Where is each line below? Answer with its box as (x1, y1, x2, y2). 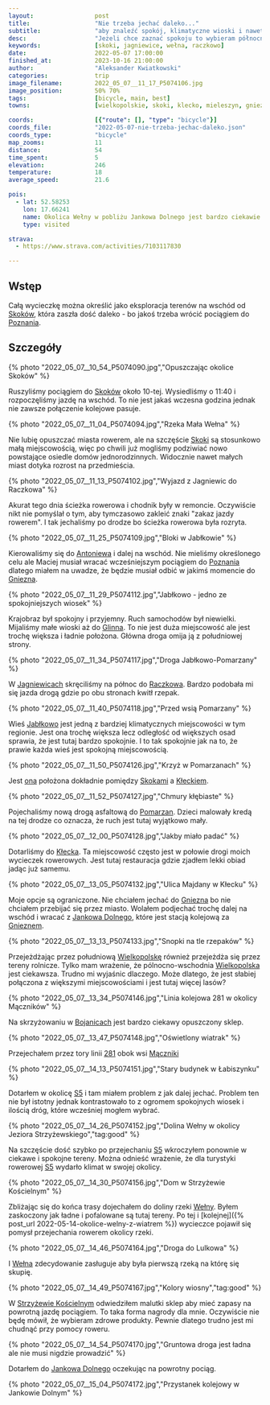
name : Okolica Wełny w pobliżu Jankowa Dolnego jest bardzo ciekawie (22, 212, 261, 221)
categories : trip (8, 72, 110, 80)
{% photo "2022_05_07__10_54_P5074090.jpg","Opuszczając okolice (8, 362, 235, 372)
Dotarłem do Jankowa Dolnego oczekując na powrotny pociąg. (8, 1363, 217, 1373)
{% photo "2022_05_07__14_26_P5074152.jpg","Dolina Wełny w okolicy (8, 1120, 240, 1131)
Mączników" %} (8, 1001, 62, 1011)
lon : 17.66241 (22, 205, 70, 213)
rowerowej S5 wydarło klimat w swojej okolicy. (8, 1162, 162, 1172)
